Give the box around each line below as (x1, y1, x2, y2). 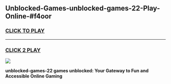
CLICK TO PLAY (5, 27, 45, 35)
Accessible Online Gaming (5, 73, 63, 79)
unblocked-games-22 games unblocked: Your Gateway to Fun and (5, 67, 149, 73)
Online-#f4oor (5, 12, 52, 21)
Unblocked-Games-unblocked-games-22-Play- (5, 4, 160, 13)
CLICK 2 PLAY (5, 46, 41, 53)
